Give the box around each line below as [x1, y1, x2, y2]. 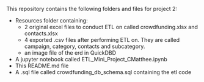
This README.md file [15, 62, 69, 69]
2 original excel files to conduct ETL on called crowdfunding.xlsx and [24, 24, 199, 30]
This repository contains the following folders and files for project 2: [6, 5, 177, 12]
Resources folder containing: [15, 17, 88, 24]
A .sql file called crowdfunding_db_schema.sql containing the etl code [15, 69, 192, 75]
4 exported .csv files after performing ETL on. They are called [24, 36, 180, 43]
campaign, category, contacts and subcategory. [24, 43, 145, 50]
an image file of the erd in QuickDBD [24, 49, 117, 56]
